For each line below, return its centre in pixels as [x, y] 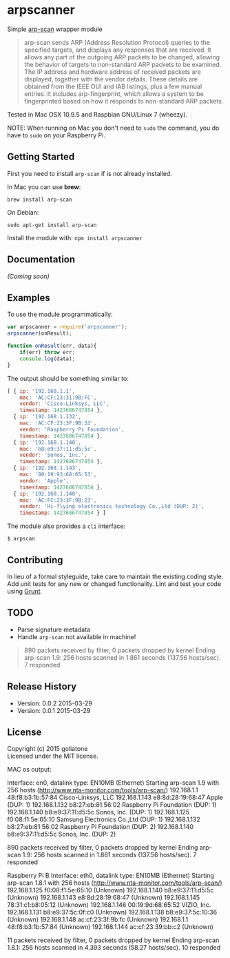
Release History [42, 686]
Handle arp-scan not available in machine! [76, 636]
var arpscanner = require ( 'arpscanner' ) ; [67, 327]
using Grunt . [25, 591]
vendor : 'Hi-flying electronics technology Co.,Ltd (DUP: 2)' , [112, 507]
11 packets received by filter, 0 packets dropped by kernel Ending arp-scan [113, 940]
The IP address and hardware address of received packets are [113, 72]
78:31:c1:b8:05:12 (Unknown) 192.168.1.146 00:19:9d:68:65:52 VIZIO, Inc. [109, 905]
